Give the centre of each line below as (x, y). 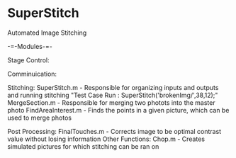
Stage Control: (28, 60)
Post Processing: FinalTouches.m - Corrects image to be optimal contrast (114, 131)
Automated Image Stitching (47, 33)
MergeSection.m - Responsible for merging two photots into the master (111, 102)
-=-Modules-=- (30, 46)
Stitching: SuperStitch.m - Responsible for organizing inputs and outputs (113, 87)
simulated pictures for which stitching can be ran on (83, 146)
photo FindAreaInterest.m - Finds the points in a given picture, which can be (118, 110)
